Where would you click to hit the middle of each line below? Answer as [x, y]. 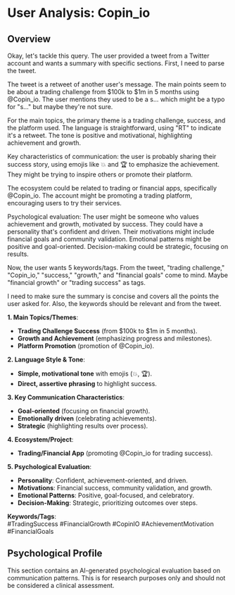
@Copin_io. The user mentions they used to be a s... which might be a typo [116, 99]
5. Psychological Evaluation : [50, 467]
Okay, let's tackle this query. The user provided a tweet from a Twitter [108, 56]
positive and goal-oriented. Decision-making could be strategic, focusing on [118, 247]
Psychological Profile [55, 554]
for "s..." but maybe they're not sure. [60, 107]
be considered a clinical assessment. [61, 585]
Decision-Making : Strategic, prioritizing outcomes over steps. [108, 503]
